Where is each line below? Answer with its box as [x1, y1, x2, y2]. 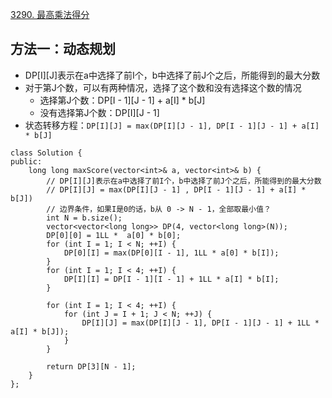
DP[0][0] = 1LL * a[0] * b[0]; [46, 230, 182, 240]
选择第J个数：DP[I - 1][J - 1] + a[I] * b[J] [39, 94, 206, 106]
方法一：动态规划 [10, 41, 116, 58]
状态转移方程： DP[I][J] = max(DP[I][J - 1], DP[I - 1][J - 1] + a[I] [24, 119, 320, 131]
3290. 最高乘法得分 [10, 9, 90, 20]
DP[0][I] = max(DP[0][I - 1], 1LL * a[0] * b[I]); [63, 248, 280, 258]
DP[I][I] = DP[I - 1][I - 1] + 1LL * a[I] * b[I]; [63, 274, 280, 284]
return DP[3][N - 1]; [46, 361, 137, 372]
